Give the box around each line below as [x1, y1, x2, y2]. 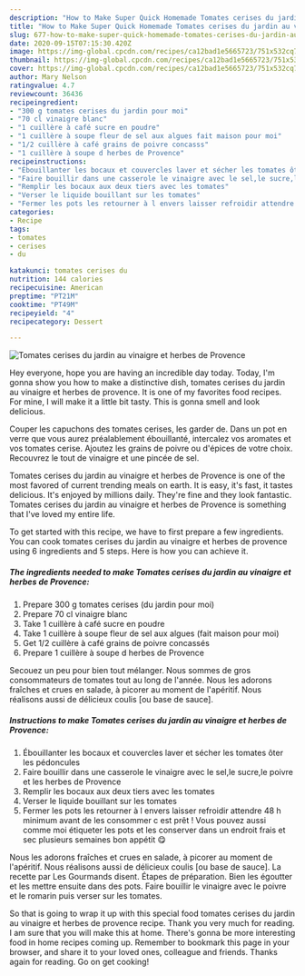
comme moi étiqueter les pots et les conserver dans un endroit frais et [22, 824, 286, 836]
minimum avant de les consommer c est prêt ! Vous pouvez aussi [22, 815, 266, 826]
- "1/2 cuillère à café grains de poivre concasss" [9, 140, 209, 149]
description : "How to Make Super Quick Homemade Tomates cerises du [9, 13, 274, 23]
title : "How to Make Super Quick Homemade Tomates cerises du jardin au [9, 22, 290, 31]
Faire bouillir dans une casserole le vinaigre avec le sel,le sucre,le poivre [22, 767, 293, 778]
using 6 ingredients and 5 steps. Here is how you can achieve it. [9, 546, 249, 557]
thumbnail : [9, 55, 51, 65]
